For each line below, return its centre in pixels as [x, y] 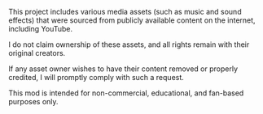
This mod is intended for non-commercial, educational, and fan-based [126, 93]
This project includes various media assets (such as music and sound [125, 12]
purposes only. [33, 101]
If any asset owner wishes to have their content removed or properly [123, 69]
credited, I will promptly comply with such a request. [96, 77]
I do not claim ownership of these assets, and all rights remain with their [129, 44]
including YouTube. [41, 29]
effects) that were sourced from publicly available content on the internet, [132, 20]
